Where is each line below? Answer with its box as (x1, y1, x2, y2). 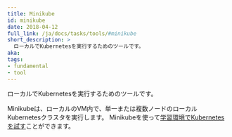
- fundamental (7, 63, 49, 70)
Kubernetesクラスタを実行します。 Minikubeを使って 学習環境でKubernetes (7, 113, 225, 122)
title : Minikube (7, 10, 55, 18)
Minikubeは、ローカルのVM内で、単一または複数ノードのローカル (7, 104, 198, 112)
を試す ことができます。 (7, 122, 75, 130)
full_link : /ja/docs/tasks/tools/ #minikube (7, 30, 137, 37)
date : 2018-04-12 (7, 23, 58, 30)
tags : (7, 56, 23, 63)
